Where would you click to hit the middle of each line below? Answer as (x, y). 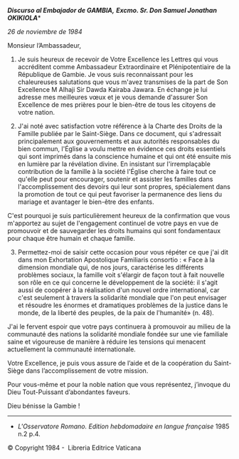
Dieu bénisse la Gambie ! (44, 406)
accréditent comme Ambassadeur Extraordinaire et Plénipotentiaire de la (124, 67)
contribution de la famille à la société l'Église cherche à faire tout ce (117, 171)
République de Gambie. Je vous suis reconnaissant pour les (105, 74)
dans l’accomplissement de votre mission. (87, 371)
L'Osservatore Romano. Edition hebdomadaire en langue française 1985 (123, 426)
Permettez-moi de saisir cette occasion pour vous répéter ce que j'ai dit (123, 252)
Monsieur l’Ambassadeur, (44, 45)
